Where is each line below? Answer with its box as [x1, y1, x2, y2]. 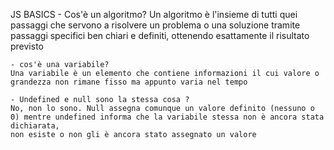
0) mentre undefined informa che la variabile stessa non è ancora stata [10, 112, 325, 122]
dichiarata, [10, 121, 60, 131]
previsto [10, 40, 44, 52]
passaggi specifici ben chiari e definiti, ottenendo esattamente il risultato [10, 30, 310, 41]
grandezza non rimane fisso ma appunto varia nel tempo [10, 77, 248, 87]
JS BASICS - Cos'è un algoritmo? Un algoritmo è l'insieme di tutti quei [10, 9, 298, 20]
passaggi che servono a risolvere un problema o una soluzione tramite [10, 19, 301, 31]
